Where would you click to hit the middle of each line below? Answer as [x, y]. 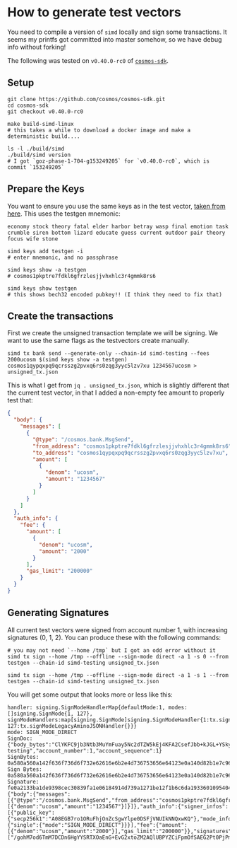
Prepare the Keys [46, 189]
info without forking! [37, 47]
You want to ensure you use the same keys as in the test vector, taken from [116, 206]
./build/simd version [39, 155]
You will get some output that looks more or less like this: [90, 695]
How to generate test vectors [94, 12]
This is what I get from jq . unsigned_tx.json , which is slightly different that [118, 385]
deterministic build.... [44, 136]
